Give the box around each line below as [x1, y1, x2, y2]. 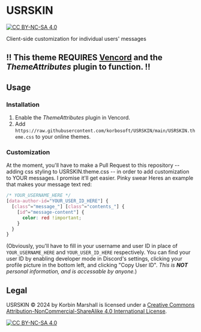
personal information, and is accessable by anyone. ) [6, 268, 137, 275]
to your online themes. [35, 133, 91, 140]
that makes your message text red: [6, 181, 92, 188]
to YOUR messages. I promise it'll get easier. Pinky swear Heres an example [6, 175, 194, 182]
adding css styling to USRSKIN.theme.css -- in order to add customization [6, 168, 190, 175]
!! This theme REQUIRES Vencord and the [6, 52, 163, 63]
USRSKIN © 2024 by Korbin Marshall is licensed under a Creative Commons [6, 301, 195, 309]
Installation [6, 100, 40, 109]
